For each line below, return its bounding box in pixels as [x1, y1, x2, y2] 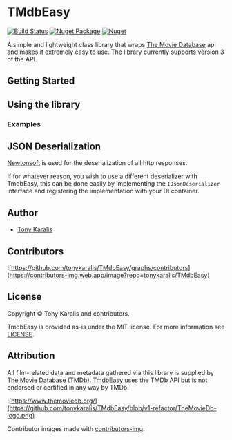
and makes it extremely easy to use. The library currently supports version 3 [7, 48, 224, 56]
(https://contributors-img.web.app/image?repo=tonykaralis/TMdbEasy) [7, 271, 210, 280]
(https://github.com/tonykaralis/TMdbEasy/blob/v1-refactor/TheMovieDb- [7, 403, 217, 412]
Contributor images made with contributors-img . [7, 424, 145, 432]
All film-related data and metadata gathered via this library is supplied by [7, 368, 214, 376]
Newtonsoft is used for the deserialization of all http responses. [7, 159, 188, 167]
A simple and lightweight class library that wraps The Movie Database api [7, 40, 216, 48]
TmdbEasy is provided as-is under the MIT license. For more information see [7, 323, 225, 331]
